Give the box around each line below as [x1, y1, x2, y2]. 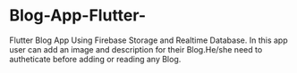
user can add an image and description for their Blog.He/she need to [9, 44, 263, 54]
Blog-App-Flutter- [9, 5, 146, 26]
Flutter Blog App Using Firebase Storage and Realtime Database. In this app [9, 35, 288, 45]
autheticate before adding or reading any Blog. [9, 53, 182, 64]
